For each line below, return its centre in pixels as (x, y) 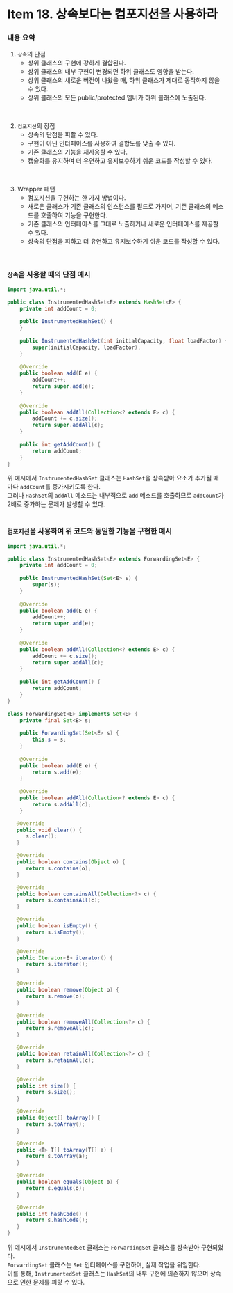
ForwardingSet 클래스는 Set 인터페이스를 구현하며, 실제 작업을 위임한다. (104, 1265)
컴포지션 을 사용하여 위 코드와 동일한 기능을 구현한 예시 (89, 531)
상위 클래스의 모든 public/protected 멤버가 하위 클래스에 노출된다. (117, 97)
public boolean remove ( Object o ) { (68, 990)
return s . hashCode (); (57, 1220)
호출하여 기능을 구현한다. (74, 215)
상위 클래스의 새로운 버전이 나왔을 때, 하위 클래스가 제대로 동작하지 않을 (124, 80)
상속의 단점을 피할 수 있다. (63, 135)
